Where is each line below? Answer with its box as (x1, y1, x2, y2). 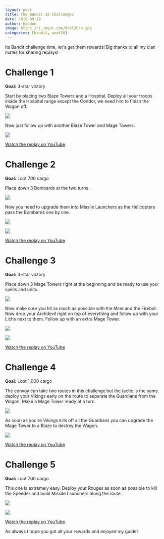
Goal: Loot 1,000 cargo (5, 378, 52, 384)
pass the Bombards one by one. (5, 209, 70, 215)
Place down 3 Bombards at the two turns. (5, 185, 90, 191)
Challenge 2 (5, 159, 56, 170)
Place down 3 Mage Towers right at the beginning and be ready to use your (5, 281, 160, 287)
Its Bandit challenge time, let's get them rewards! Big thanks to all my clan (5, 44, 156, 50)
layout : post (5, 7, 32, 12)
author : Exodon (5, 21, 37, 26)
